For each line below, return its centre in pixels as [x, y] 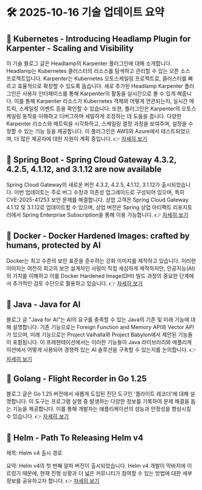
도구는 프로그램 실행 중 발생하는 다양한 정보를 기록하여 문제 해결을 [112, 401]
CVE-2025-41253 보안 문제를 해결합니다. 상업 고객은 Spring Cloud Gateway [97, 199]
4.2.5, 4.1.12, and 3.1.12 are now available [84, 169]
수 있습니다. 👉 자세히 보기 [38, 416]
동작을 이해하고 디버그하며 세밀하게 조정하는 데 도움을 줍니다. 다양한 [102, 116]
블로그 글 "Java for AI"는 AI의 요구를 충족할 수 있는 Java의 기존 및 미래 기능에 [98, 319]
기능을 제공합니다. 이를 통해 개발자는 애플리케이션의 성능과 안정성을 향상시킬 [102, 409]
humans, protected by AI [54, 246]
